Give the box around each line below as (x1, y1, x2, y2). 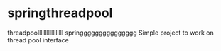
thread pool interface (7, 35, 69, 44)
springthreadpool (7, 5, 113, 21)
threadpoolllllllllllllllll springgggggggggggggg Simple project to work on (7, 28, 215, 37)
